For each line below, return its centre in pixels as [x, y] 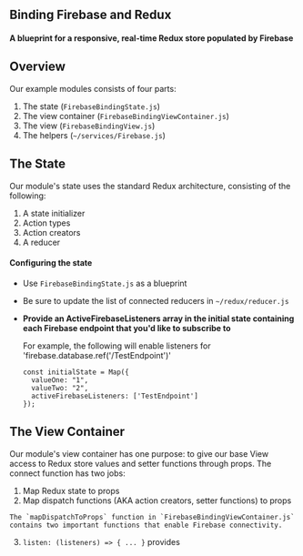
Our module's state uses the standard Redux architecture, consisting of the [150, 186]
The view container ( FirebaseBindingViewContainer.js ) [126, 116]
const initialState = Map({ [76, 372]
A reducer [41, 242]
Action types [46, 223]
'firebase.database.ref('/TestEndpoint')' [96, 355]
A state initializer [54, 213]
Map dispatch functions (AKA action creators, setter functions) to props [157, 500]
